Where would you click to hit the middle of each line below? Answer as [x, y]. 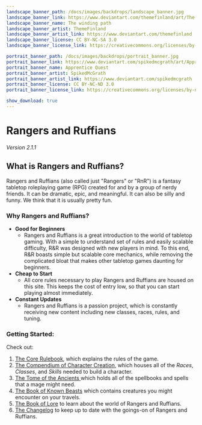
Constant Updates [38, 299]
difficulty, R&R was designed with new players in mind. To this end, [107, 248]
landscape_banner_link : [36, 17]
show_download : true [32, 101]
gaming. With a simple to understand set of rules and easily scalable [109, 241]
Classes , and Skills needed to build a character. [74, 372]
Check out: [20, 347]
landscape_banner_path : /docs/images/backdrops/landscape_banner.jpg [95, 12]
